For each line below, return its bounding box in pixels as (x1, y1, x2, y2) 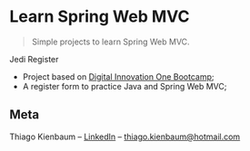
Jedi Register (9, 53, 59, 64)
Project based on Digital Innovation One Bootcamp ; (22, 71, 215, 82)
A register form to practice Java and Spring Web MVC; (22, 80, 227, 91)
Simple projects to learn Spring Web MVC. (31, 36, 190, 47)
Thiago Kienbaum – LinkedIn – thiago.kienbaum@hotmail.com (9, 131, 241, 142)
